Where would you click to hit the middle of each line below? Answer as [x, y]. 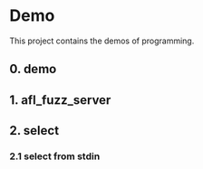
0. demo [33, 69]
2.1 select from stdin [55, 156]
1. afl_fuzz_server [60, 100]
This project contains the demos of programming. [102, 41]
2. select [34, 131]
